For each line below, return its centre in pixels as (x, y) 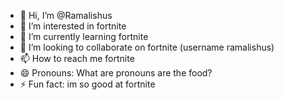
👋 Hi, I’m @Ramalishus (66, 15)
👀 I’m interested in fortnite (73, 26)
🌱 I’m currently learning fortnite (84, 36)
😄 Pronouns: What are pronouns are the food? (116, 73)
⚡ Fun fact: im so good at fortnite (87, 84)
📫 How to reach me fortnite (77, 58)
